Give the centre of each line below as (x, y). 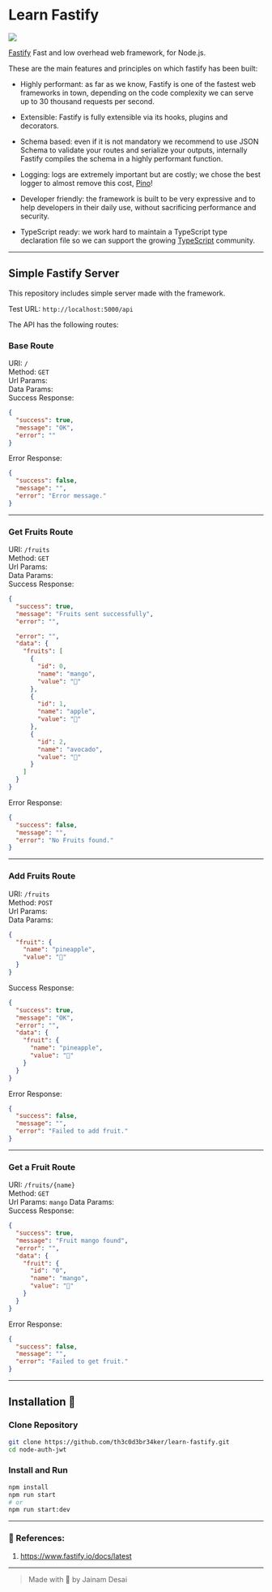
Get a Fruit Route (42, 1167)
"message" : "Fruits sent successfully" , (85, 614)
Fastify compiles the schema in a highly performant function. (121, 158)
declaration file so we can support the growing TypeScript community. (138, 240)
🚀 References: (36, 1538)
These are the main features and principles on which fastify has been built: (133, 68)
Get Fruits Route (41, 532)
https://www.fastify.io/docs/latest (76, 1555)
